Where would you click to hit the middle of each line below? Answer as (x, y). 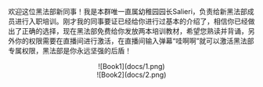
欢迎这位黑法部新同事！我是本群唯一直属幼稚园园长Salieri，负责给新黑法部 (128, 11)
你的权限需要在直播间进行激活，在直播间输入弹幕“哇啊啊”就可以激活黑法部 (134, 41)
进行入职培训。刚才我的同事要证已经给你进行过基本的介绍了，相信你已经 (131, 21)
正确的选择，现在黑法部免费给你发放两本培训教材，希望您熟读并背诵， (135, 31)
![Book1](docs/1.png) (131, 66)
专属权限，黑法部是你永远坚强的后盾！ (70, 51)
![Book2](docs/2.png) (131, 74)
